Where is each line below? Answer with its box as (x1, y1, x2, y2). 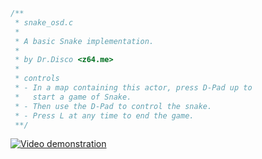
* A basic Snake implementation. (14, 36, 155, 46)
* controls (14, 74, 60, 84)
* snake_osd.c (14, 17, 74, 28)
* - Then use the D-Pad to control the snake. (14, 101, 213, 111)
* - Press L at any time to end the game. (14, 110, 195, 121)
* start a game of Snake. (14, 92, 132, 102)
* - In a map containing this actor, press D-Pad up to (14, 83, 253, 93)
